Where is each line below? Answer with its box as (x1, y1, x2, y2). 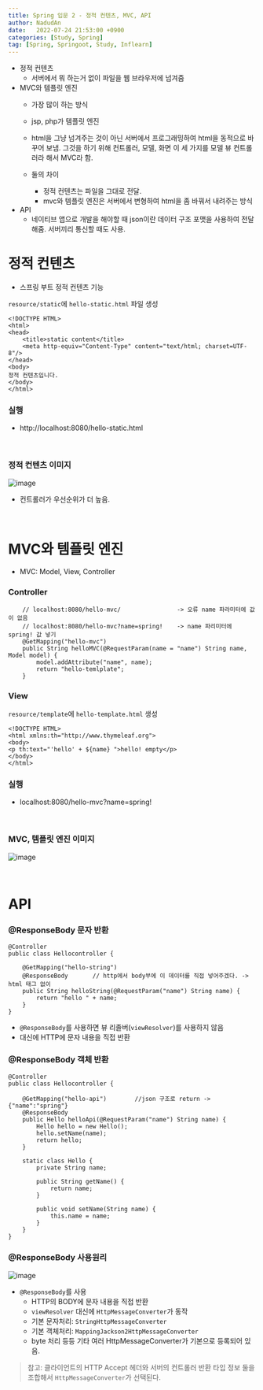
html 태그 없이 (8, 980, 51, 988)
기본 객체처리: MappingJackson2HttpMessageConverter (31, 1326, 199, 1336)
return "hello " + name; (36, 994, 118, 1003)
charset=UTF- (204, 343, 247, 350)
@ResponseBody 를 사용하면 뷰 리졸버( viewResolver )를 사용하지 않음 (19, 1023, 224, 1032)
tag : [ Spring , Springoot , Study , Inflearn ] (8, 41, 153, 49)
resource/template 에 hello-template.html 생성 (8, 710, 159, 719)
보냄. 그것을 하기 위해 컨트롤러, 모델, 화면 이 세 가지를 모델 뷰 (46, 143, 232, 153)
